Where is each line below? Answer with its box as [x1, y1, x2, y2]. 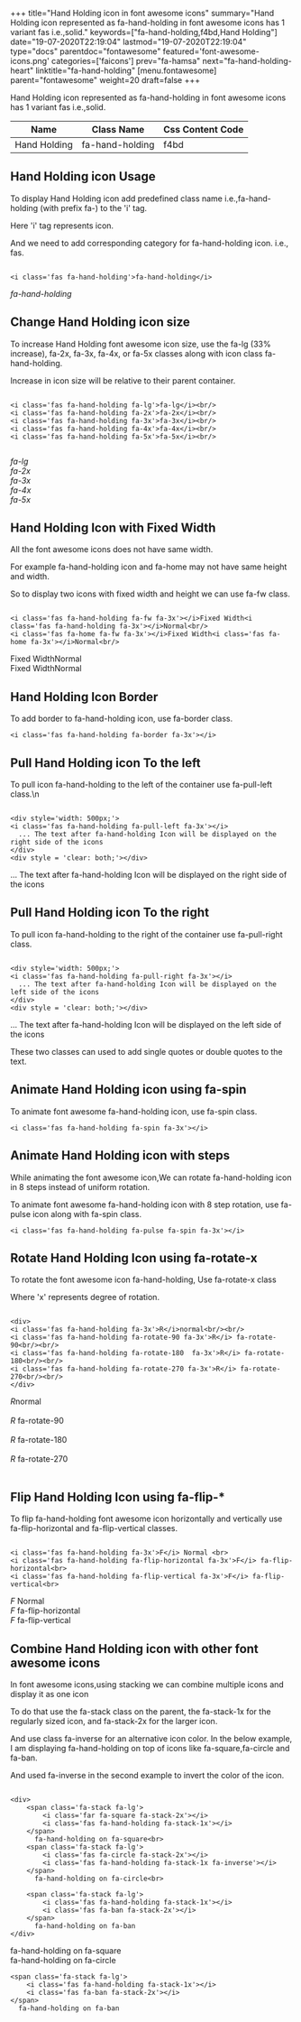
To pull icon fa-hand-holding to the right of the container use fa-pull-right [10, 928, 283, 939]
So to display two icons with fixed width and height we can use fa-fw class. [10, 588, 291, 599]
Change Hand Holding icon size [10, 315, 190, 330]
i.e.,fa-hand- [224, 193, 271, 204]
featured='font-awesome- [162, 46, 260, 57]
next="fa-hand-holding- [202, 56, 292, 66]
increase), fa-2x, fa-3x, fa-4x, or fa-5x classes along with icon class [10, 347, 263, 359]
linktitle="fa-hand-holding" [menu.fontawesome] [35, 65, 217, 76]
